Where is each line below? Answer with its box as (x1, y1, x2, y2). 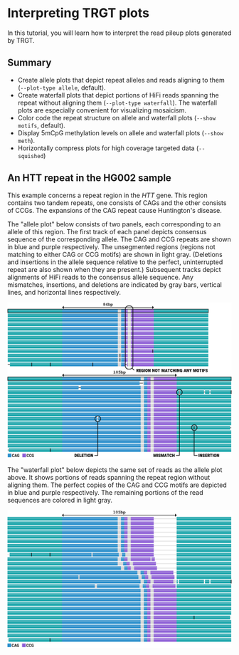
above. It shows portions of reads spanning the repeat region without (7, 473, 211, 482)
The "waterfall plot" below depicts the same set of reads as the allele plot (7, 466, 223, 474)
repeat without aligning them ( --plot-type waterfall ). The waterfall (17, 98, 218, 107)
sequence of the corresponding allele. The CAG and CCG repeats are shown (7, 235, 231, 243)
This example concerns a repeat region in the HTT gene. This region (7, 191, 208, 199)
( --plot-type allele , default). (17, 83, 106, 92)
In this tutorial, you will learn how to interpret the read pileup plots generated (7, 28, 232, 37)
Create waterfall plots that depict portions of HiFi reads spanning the (17, 90, 219, 99)
